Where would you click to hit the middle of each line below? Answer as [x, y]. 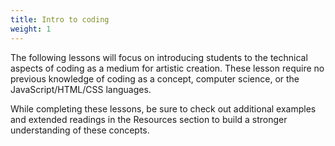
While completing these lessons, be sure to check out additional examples [163, 108]
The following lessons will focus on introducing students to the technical [159, 57]
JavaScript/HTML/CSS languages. [81, 89]
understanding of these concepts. [80, 130]
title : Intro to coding [60, 19]
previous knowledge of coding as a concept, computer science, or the [155, 78]
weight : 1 [31, 29]
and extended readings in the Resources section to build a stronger [149, 119]
